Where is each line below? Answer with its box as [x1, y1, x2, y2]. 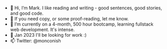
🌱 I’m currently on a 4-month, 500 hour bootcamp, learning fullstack [10, 21, 154, 27]
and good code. [10, 10, 44, 16]
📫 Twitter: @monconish [10, 38, 61, 43]
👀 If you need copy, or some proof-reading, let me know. [10, 16, 129, 21]
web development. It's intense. [10, 27, 75, 33]
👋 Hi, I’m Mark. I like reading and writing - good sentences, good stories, [10, 5, 162, 11]
